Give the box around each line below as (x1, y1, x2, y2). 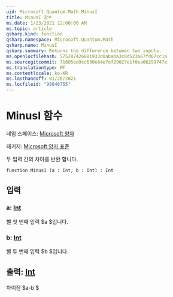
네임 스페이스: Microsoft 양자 (6, 130, 75, 137)
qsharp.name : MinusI (6, 43, 58, 49)
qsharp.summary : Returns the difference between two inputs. (6, 48, 162, 54)
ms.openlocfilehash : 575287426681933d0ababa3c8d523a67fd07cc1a (6, 53, 168, 59)
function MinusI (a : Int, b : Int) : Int (6, 167, 114, 173)
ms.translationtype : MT (6, 64, 66, 71)
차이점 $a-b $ (6, 284, 40, 291)
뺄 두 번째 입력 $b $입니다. (6, 247, 69, 255)
